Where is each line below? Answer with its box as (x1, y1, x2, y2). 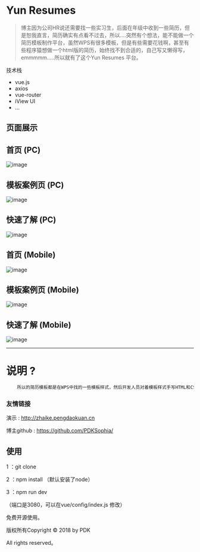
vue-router (14, 91, 42, 98)
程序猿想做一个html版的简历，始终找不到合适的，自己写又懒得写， (26, 46, 189, 54)
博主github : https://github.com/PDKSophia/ (6, 427, 114, 434)
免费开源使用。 (6, 514, 43, 521)
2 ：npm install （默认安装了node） (6, 476, 93, 483)
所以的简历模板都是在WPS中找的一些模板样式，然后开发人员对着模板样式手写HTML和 (17, 384, 190, 391)
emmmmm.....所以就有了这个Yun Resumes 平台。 (20, 54, 142, 61)
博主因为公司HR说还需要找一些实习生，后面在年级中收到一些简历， (20, 24, 185, 31)
